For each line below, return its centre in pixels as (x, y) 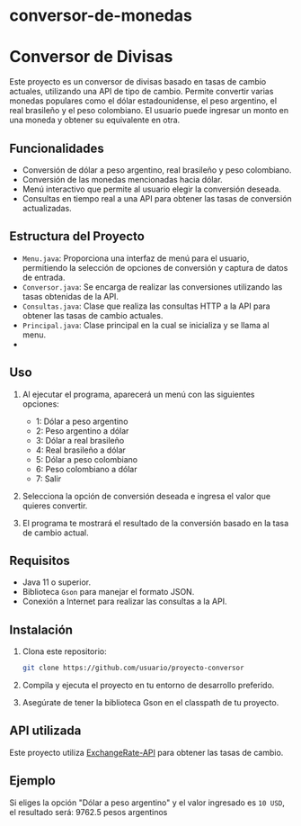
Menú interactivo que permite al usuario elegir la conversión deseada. (151, 189)
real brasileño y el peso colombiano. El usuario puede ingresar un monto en (149, 111)
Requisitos (40, 560)
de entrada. (44, 277)
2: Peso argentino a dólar (82, 431)
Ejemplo (32, 781)
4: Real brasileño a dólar (80, 450)
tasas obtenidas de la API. (71, 296)
